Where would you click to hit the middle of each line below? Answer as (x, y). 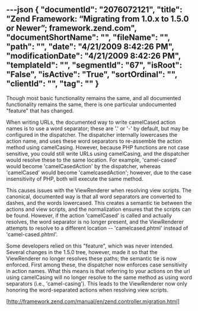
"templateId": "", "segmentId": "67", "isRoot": (94, 65)
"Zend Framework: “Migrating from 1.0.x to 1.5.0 (98, 19)
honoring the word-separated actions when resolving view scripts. (87, 290)
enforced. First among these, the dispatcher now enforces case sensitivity (97, 264)
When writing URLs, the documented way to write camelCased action (91, 122)
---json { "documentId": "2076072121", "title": (94, 10)
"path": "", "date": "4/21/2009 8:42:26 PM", (90, 47)
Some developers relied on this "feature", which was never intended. (90, 246)
